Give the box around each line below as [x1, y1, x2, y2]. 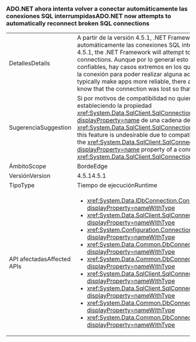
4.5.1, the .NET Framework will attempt [76, 49, 184, 57]
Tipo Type [9, 181, 35, 189]
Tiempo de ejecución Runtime [76, 181, 157, 189]
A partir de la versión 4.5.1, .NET [76, 34, 167, 42]
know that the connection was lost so [76, 85, 180, 93]
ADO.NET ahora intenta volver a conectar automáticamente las [6, 5, 188, 13]
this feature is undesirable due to [76, 131, 167, 139]
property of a [141, 146, 177, 154]
